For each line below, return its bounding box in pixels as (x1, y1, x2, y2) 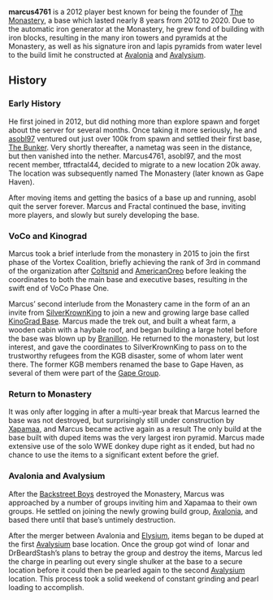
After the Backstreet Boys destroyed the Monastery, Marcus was (8, 489, 225, 498)
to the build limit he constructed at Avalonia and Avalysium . (8, 50, 206, 59)
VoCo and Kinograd (8, 230, 88, 241)
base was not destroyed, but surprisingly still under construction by (8, 415, 235, 425)
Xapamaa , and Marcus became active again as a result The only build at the (8, 424, 262, 434)
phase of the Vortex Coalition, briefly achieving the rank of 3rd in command (8, 257, 261, 267)
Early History (8, 98, 62, 109)
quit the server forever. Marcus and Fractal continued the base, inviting (8, 201, 246, 211)
